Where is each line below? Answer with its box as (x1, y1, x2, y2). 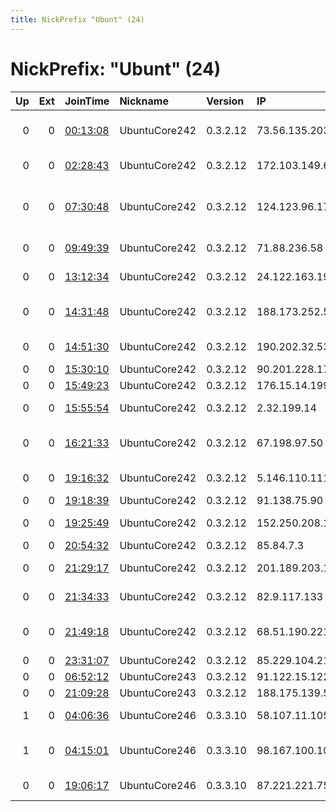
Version (206, 94, 245, 108)
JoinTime (64, 94, 110, 108)
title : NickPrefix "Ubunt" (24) (10, 14, 145, 25)
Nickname (119, 94, 169, 108)
